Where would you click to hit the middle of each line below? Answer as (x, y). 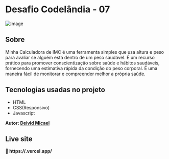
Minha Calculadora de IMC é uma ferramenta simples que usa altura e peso (85, 52)
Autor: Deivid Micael (28, 123)
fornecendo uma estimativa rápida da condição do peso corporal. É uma (81, 68)
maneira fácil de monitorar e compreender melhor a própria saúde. (75, 74)
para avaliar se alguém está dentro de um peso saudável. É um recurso (80, 57)
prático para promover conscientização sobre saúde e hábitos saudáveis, (82, 63)
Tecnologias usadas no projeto (55, 90)
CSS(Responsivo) (31, 107)
